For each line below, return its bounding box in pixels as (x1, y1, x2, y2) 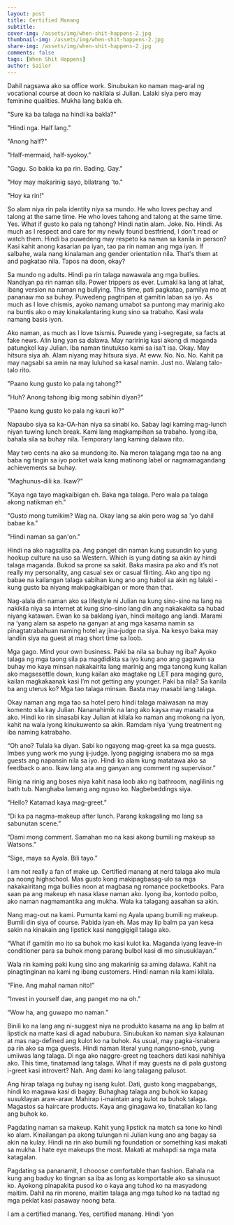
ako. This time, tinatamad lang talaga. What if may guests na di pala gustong (7, 1058, 227, 1067)
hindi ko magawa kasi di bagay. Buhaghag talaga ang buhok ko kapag (7, 1087, 208, 1096)
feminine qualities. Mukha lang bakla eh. (7, 96, 124, 105)
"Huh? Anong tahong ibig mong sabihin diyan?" (7, 392, 144, 401)
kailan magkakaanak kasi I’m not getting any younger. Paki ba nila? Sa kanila (7, 677, 227, 686)
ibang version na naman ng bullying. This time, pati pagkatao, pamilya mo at (7, 285, 227, 294)
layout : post (7, 10, 45, 17)
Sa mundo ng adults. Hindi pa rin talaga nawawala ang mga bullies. (7, 270, 200, 278)
